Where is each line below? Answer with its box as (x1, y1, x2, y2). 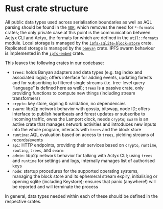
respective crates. (5, 198, 42, 204)
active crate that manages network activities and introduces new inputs (12, 121, 157, 127)
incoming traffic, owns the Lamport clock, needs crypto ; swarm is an (12, 116, 149, 122)
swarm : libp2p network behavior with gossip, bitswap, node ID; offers (12, 106, 150, 112)
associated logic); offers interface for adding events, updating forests (12, 74, 153, 80)
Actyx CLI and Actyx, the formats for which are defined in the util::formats (5, 35, 159, 41)
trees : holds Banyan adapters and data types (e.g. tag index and (12, 69, 142, 75)
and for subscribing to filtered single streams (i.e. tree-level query (12, 79, 145, 86)
